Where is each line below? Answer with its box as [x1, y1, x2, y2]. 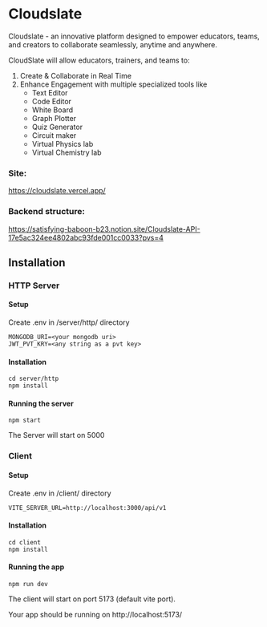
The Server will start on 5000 [8, 431, 105, 440]
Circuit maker [31, 130, 77, 140]
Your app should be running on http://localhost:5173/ [8, 609, 183, 619]
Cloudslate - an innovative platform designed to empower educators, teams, [8, 31, 261, 41]
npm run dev [8, 580, 48, 588]
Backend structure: [8, 206, 86, 217]
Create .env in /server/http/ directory [8, 318, 130, 327]
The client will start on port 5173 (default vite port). [8, 594, 176, 604]
